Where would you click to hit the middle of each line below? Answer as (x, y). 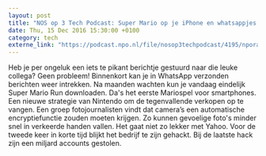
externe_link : (32, 45)
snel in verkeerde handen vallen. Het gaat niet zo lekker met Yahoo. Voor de (132, 127)
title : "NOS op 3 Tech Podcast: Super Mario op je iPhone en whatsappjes (133, 23)
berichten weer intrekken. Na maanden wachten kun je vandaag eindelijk (127, 85)
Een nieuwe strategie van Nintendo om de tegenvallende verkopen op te (126, 101)
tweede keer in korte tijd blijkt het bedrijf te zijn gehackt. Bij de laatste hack (131, 135)
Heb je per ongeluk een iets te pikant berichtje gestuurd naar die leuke (123, 67)
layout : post (30, 15)
